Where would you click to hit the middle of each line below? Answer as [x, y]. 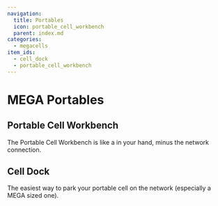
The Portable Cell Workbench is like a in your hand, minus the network [108, 142]
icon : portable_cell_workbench [59, 26]
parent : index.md [39, 33]
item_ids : [22, 53]
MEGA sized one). [33, 196]
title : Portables [39, 20]
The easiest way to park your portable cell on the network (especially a [109, 188]
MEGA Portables [56, 100]
